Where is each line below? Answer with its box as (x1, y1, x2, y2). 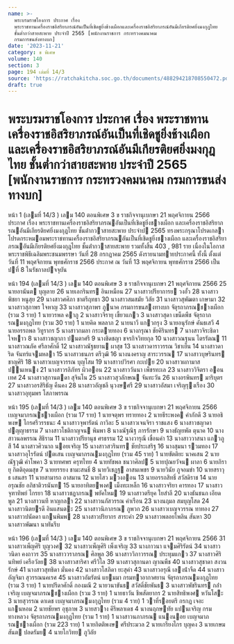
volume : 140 (8, 56, 42, 63)
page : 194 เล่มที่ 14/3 (8, 68, 65, 75)
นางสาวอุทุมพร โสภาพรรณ (8, 389, 69, 397)
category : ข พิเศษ (8, 49, 56, 56)
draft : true (8, 81, 42, 88)
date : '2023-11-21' (8, 42, 65, 49)
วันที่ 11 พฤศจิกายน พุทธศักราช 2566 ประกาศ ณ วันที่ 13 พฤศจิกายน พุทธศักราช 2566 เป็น (8, 258, 221, 266)
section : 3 (8, 62, 40, 69)
